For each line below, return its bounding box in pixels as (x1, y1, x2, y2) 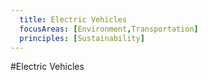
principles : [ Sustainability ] (19, 33, 145, 43)
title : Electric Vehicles (19, 14, 128, 25)
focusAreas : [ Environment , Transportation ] (19, 24, 199, 34)
